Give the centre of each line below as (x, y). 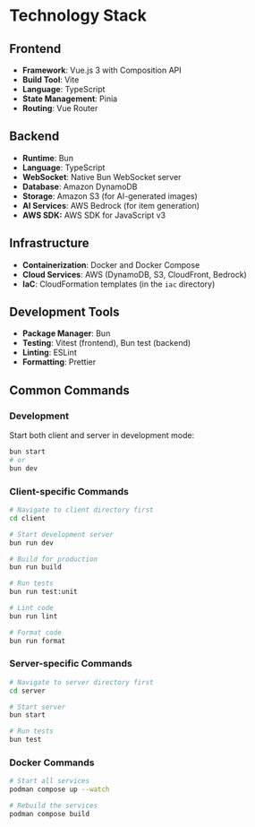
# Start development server (62, 534)
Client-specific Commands (69, 491)
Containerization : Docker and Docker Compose (111, 264)
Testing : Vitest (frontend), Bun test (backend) (106, 343)
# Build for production (54, 559)
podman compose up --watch (59, 789)
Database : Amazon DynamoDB (80, 186)
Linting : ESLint (50, 353)
